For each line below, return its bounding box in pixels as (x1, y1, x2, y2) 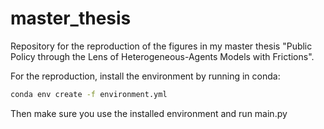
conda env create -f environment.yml (10, 89, 168, 99)
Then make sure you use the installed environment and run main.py (10, 107, 288, 119)
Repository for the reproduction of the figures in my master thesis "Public (10, 40, 313, 52)
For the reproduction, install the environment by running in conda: (10, 70, 281, 82)
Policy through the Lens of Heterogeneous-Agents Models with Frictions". (10, 50, 315, 62)
